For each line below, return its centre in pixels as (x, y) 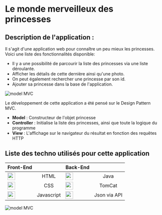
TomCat (108, 186)
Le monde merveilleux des (59, 9)
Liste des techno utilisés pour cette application (77, 153)
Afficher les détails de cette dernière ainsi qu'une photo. (68, 74)
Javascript (49, 195)
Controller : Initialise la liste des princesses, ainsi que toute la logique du (85, 123)
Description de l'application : (50, 37)
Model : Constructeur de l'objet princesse (54, 117)
